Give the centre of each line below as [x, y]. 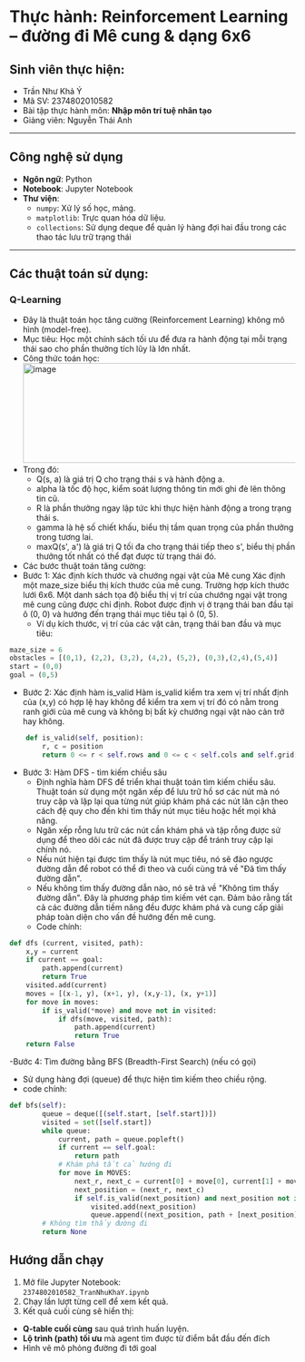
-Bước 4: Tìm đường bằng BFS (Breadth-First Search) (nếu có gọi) [133, 1062]
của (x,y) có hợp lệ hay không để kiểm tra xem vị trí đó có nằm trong [150, 702]
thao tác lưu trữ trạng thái [84, 237]
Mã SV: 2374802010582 [68, 101]
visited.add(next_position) [143, 1207]
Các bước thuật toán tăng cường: [84, 565]
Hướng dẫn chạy [57, 1260]
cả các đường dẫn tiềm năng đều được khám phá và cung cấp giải [160, 907]
